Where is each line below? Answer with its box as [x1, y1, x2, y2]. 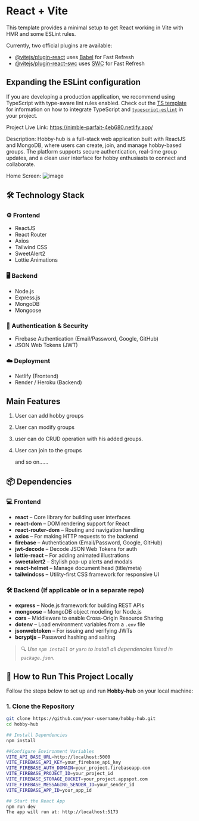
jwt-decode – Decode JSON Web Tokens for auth [14, 545, 138, 552]
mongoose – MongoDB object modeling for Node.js [14, 608, 142, 615]
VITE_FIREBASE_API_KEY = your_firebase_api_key [6, 759, 121, 765]
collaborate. [6, 160, 36, 168]
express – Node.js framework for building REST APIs [14, 602, 145, 609]
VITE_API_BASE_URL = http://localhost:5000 [6, 754, 111, 760]
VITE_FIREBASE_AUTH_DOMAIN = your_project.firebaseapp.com [6, 765, 151, 771]
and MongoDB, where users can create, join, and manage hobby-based [6, 142, 182, 149]
